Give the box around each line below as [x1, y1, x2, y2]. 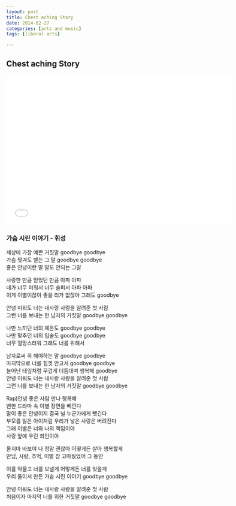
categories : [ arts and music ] [6, 25, 82, 32]
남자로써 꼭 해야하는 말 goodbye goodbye [6, 352, 106, 360]
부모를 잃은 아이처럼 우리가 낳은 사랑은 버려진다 [6, 417, 117, 424]
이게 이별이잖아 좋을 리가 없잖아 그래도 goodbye [6, 291, 119, 299]
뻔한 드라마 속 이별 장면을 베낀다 [6, 402, 82, 409]
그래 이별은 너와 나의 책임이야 [6, 425, 75, 432]
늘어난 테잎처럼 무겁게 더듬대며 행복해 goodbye [6, 367, 118, 375]
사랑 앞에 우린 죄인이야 [6, 432, 59, 439]
